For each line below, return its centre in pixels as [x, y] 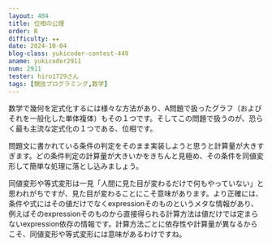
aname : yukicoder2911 [45, 62]
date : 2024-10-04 [38, 46]
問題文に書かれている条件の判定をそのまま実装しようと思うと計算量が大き [133, 145]
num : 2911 [25, 69]
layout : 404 [28, 16]
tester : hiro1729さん [44, 76]
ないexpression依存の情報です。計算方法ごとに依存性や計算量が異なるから [133, 223]
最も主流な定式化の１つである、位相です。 [86, 128]
